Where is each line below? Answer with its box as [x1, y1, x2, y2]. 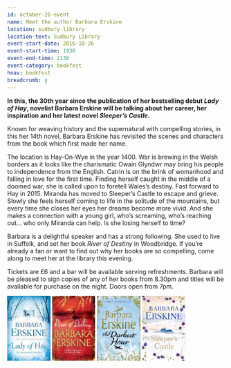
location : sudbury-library [7, 26, 85, 32]
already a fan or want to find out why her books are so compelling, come [7, 246, 214, 255]
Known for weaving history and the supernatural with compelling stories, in [7, 124, 221, 133]
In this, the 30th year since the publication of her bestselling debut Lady [7, 97, 219, 105]
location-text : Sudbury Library [7, 33, 100, 40]
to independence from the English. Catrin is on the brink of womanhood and [7, 167, 223, 175]
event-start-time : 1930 [7, 48, 76, 55]
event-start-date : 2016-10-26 [7, 40, 95, 48]
